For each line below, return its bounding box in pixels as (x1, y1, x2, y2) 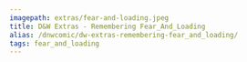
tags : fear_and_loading (9, 38, 100, 48)
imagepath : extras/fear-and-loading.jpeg (9, 13, 170, 23)
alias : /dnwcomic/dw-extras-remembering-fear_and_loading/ (9, 30, 239, 39)
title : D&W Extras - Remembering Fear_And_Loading (9, 22, 206, 31)
